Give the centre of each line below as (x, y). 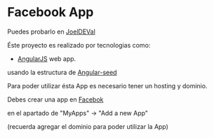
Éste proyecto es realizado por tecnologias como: (79, 45)
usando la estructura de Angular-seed (62, 72)
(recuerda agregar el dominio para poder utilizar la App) (88, 126)
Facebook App (51, 12)
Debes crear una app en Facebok (55, 99)
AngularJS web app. (47, 58)
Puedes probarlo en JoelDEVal (52, 32)
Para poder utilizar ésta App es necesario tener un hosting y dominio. (107, 85)
